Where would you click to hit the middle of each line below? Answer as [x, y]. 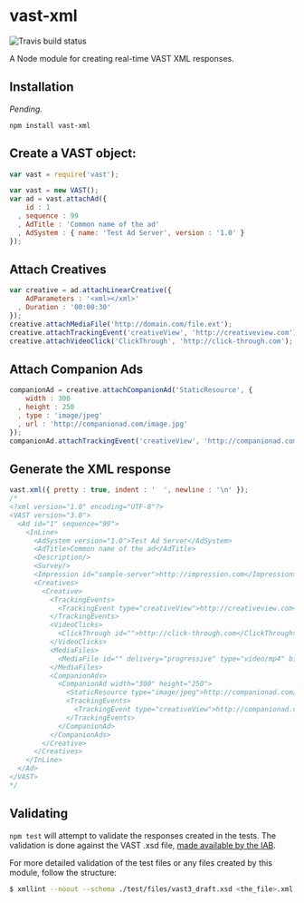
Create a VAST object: [73, 154]
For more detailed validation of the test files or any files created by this [141, 862]
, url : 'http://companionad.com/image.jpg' [103, 424]
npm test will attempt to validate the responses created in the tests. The [143, 835]
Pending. [26, 109]
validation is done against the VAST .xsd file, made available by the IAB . [142, 845]
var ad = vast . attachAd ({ [58, 199]
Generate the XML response [90, 469]
